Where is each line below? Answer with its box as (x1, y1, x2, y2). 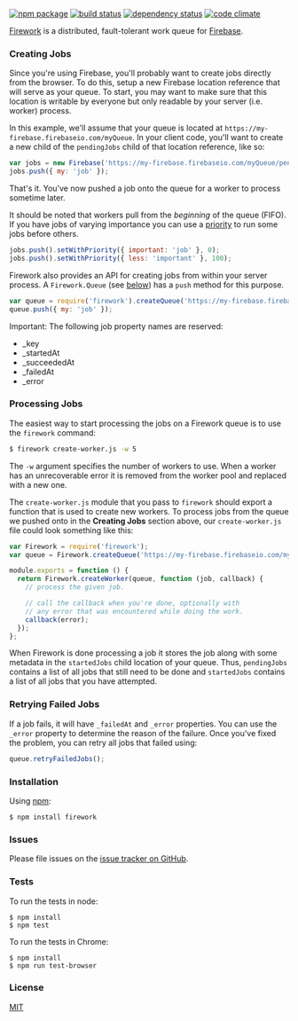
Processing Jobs (9, 397, 83, 410)
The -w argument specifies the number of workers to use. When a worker (9, 460, 277, 471)
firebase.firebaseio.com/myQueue (9, 134, 133, 143)
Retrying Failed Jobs (9, 698, 100, 711)
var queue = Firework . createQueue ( (9, 550, 141, 559)
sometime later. (9, 192, 66, 203)
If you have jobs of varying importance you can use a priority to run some (9, 219, 278, 230)
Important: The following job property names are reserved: (9, 320, 223, 332)
